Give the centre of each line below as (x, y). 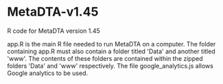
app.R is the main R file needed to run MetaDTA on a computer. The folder (111, 44)
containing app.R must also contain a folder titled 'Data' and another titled (111, 51)
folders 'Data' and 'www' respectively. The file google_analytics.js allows (110, 66)
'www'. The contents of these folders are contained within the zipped (105, 58)
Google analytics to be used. (48, 73)
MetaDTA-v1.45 (53, 12)
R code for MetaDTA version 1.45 (54, 31)
